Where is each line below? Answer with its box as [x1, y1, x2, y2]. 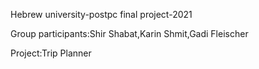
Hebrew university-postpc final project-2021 [10, 9, 193, 20]
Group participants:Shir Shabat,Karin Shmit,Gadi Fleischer [10, 28, 249, 39]
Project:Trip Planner [10, 47, 92, 59]
